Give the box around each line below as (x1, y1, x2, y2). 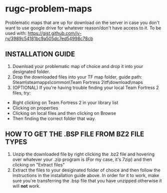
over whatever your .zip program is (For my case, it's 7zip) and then (12, 156, 152, 162)
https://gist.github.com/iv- (27, 30, 82, 36)
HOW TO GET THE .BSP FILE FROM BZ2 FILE (5, 130, 144, 138)
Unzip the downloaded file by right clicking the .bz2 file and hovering (12, 151, 155, 157)
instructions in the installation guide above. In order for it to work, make (12, 172, 159, 178)
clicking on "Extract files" (12, 161, 65, 167)
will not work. (12, 183, 41, 189)
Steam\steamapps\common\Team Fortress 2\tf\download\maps (12, 79, 143, 85)
